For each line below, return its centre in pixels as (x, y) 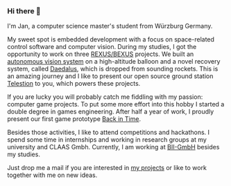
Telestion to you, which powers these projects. (74, 84)
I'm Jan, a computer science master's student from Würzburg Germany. (110, 26)
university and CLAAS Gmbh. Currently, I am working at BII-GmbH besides (113, 147)
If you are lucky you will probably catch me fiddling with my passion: (105, 97)
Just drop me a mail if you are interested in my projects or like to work (107, 168)
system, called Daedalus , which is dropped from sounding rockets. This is (113, 69)
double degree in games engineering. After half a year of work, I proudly (111, 112)
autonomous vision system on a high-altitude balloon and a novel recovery (114, 62)
